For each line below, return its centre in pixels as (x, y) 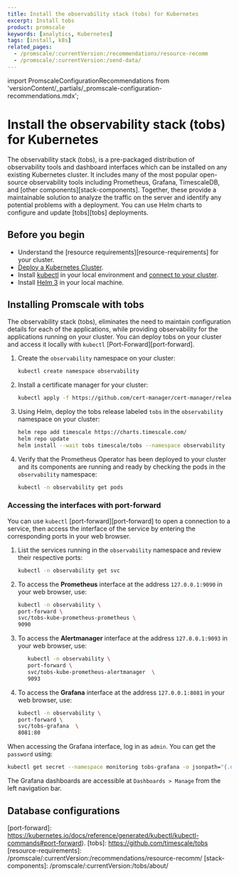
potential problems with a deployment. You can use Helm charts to (105, 204)
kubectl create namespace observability (78, 371)
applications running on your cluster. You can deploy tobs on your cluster (115, 337)
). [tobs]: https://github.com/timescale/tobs (145, 843)
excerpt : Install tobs (41, 21)
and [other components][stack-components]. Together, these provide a (112, 190)
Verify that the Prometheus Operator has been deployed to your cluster (122, 459)
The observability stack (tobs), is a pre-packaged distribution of (101, 159)
